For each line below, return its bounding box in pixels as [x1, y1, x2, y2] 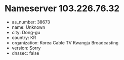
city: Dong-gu [11, 29, 41, 35]
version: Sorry [11, 45, 41, 51]
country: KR [11, 35, 37, 40]
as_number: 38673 [11, 19, 50, 25]
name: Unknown [11, 24, 45, 30]
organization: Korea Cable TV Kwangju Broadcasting [11, 40, 119, 45]
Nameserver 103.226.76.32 [4, 3, 120, 14]
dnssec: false [11, 50, 40, 56]
